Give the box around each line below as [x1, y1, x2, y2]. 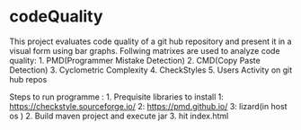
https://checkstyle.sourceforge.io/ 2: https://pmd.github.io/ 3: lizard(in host [9, 100, 288, 111]
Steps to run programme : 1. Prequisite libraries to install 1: [9, 91, 225, 102]
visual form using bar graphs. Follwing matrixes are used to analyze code [9, 45, 280, 56]
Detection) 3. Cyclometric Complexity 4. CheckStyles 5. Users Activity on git [9, 65, 293, 75]
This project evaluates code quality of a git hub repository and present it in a [9, 36, 292, 47]
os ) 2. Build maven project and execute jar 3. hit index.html [9, 110, 229, 121]
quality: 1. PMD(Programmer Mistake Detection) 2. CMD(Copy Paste [9, 55, 261, 65]
